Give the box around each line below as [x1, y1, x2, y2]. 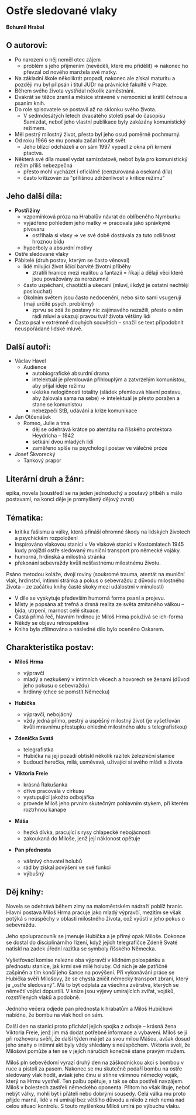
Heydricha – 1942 [32, 432, 74, 439]
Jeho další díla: [6, 191, 63, 201]
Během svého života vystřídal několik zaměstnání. [14, 87, 135, 94]
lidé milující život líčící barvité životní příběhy [23, 262, 131, 270]
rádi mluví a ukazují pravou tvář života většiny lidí [32, 312, 151, 320]
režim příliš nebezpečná [14, 162, 73, 169]
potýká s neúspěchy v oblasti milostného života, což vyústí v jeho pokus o [6, 915, 185, 922]
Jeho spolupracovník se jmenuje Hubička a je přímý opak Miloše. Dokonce [6, 932, 186, 939]
